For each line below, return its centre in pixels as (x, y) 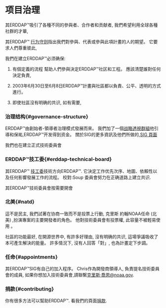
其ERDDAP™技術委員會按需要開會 (39, 188)
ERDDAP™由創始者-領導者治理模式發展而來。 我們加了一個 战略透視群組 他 (80, 128)
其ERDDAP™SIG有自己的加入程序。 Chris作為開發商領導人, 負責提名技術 (78, 269)
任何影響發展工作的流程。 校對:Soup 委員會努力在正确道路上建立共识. (80, 177)
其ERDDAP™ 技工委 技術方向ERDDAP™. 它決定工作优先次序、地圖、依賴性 (79, 171)
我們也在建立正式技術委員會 (33, 145)
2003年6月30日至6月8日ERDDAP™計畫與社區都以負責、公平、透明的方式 (86, 85)
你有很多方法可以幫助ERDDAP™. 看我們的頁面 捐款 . (56, 301)
